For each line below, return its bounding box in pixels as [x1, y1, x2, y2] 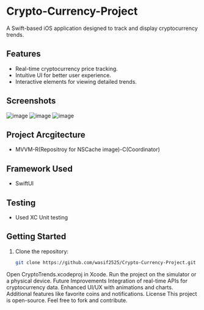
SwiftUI [15, 180, 34, 187]
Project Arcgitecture [6, 130, 86, 140]
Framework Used [6, 163, 73, 174]
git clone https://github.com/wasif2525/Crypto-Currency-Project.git [15, 259, 197, 265]
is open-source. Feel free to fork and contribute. [6, 297, 128, 304]
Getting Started [6, 231, 67, 242]
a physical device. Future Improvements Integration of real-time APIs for [6, 277, 188, 284]
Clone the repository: [15, 248, 69, 255]
